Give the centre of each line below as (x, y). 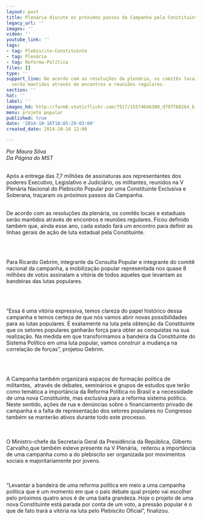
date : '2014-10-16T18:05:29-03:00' (51, 124)
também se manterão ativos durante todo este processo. (76, 417)
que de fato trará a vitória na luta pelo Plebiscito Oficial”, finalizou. (88, 511)
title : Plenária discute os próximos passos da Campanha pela (86, 17)
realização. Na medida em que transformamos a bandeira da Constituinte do (101, 336)
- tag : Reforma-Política (37, 62)
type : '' (17, 73)
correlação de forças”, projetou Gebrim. (55, 349)
